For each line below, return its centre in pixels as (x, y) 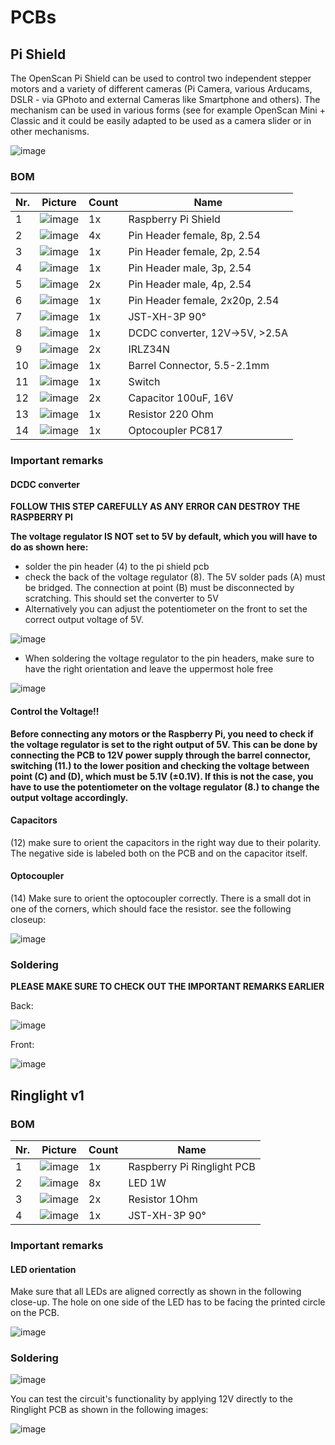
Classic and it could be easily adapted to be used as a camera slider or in (161, 120)
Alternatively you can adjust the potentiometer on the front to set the (166, 609)
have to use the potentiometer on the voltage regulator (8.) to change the (165, 787)
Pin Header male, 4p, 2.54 (190, 284)
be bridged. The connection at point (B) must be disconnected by (159, 588)
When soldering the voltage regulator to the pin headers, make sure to (169, 658)
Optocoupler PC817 (175, 431)
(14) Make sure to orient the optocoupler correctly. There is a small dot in (161, 898)
